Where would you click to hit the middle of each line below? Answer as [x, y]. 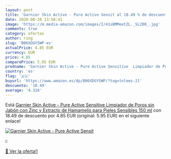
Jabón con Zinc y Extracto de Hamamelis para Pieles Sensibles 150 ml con [83, 110]
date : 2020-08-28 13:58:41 [34, 19]
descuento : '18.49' [26, 85]
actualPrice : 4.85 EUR [29, 48]
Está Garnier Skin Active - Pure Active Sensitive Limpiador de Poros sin [80, 105]
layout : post [19, 10]
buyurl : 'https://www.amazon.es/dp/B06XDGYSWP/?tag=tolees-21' [74, 81]
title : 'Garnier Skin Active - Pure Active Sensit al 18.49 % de [76, 15]
